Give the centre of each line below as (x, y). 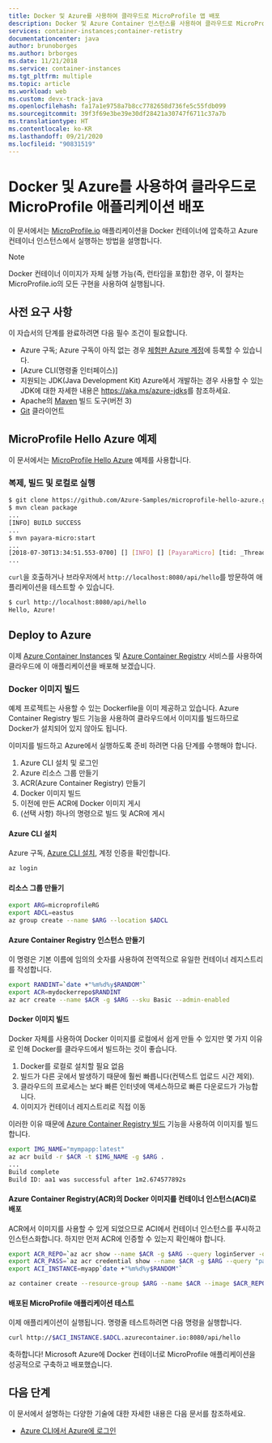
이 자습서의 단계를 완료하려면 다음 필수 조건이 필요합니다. (98, 333)
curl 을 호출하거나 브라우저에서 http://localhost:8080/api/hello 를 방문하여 (132, 577)
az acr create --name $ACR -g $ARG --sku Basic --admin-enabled (119, 1000)
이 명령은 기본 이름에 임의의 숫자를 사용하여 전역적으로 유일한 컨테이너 (119, 959)
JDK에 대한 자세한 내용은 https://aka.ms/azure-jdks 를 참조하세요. (125, 391)
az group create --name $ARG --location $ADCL (88, 920)
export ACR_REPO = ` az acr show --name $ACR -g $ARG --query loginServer (132, 1254)
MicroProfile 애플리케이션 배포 (106, 207)
